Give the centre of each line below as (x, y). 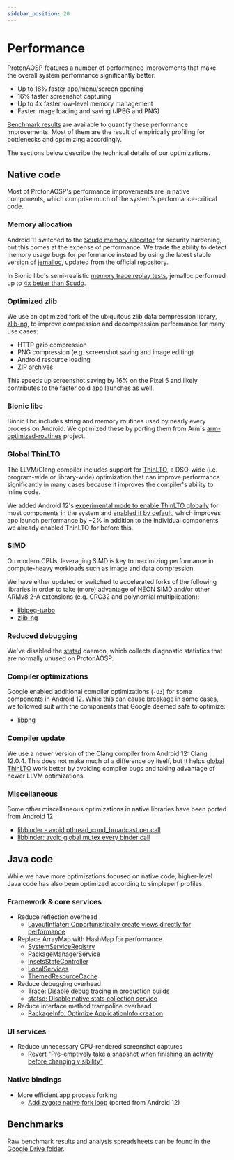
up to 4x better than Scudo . (47, 283)
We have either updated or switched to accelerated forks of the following (112, 581)
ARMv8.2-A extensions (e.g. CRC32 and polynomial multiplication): (103, 596)
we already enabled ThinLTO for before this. (70, 528)
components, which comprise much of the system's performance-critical (112, 199)
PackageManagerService (64, 954)
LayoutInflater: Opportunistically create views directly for (109, 925)
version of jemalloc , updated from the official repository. (88, 262)
